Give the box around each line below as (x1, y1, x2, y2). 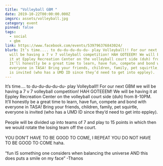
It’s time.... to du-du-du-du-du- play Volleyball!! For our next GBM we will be (5, 83, 156, 89)
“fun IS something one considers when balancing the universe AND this (5, 150, 148, 156)
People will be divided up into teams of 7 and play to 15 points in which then (5, 119, 157, 125)
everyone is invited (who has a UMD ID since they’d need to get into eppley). (5, 109, 158, 115)
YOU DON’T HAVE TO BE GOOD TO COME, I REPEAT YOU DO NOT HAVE (5, 135, 151, 140)
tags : (5, 30, 16, 34)
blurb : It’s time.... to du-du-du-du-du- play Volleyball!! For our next (5, 47, 158, 52)
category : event (5, 20, 38, 26)
